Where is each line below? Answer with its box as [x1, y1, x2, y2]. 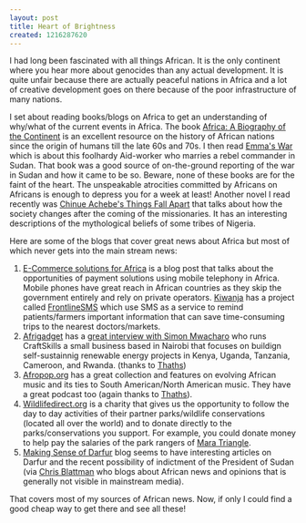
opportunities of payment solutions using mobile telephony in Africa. [22, 272, 280, 283]
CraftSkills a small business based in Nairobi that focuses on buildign [22, 341, 282, 352]
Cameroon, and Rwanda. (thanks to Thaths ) [22, 360, 187, 371]
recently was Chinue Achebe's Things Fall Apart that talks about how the [9, 199, 283, 210]
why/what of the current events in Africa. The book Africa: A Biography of [9, 121, 287, 132]
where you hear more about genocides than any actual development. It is [9, 65, 284, 76]
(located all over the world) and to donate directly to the [22, 418, 232, 429]
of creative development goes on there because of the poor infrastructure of [9, 84, 297, 96]
